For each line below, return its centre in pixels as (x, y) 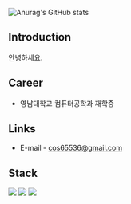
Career (26, 83)
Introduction (40, 37)
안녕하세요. (26, 57)
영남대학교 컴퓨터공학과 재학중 (67, 103)
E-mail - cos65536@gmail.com (71, 148)
